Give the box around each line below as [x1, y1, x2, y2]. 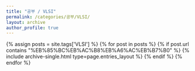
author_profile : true [6, 24, 59, 31]
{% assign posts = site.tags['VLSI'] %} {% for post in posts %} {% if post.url [6, 41, 189, 48]
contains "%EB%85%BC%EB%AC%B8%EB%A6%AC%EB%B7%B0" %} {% [6, 47, 190, 54]
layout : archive [6, 19, 46, 25]
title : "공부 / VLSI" [6, 8, 57, 15]
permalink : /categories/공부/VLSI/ [6, 14, 90, 20]
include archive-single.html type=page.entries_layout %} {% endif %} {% [6, 53, 183, 60]
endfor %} [6, 59, 31, 66]
